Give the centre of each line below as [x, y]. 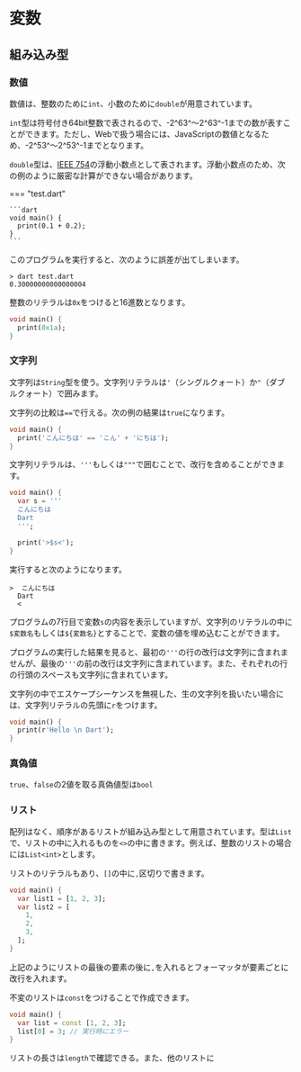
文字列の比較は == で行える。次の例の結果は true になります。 [120, 412]
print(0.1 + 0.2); [52, 226]
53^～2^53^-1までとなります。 [93, 145]
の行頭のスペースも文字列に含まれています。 [91, 674]
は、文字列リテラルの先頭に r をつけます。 [86, 705]
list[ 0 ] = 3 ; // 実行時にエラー [73, 1031]
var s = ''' [40, 501]
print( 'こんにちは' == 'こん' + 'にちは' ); [93, 437]
